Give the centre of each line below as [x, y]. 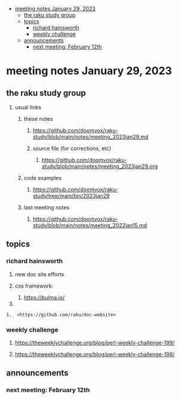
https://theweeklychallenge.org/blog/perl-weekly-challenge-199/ [95, 343]
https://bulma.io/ [44, 297]
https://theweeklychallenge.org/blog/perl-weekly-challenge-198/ [95, 354]
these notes [38, 119]
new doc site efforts [39, 274]
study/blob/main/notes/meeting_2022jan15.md [90, 225]
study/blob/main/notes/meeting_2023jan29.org [100, 166]
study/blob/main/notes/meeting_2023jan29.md [90, 137]
